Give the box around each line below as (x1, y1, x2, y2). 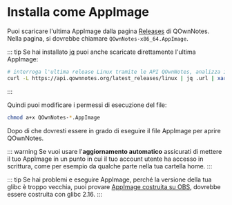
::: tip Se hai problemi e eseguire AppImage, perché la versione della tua (7, 175, 212, 184)
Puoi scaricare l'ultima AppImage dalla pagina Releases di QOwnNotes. (7, 27, 210, 35)
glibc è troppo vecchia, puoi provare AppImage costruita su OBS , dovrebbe (7, 182, 221, 191)
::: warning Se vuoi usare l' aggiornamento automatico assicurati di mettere (7, 147, 222, 155)
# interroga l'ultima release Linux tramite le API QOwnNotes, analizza (7, 68, 221, 75)
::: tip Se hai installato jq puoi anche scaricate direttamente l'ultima (7, 48, 196, 56)
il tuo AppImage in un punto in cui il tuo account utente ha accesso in (7, 155, 204, 163)
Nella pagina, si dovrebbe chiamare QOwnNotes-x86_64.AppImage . (7, 34, 188, 42)
